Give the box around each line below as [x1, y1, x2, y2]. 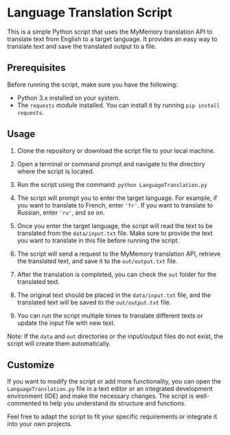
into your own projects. [7, 420, 73, 428]
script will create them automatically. [7, 339, 111, 348]
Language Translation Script [7, 5, 173, 21]
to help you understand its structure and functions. [42, 399, 187, 408]
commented [7, 399, 41, 408]
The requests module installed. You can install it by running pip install [16, 101, 220, 109]
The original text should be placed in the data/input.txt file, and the [16, 291, 211, 299]
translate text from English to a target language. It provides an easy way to [7, 34, 218, 43]
